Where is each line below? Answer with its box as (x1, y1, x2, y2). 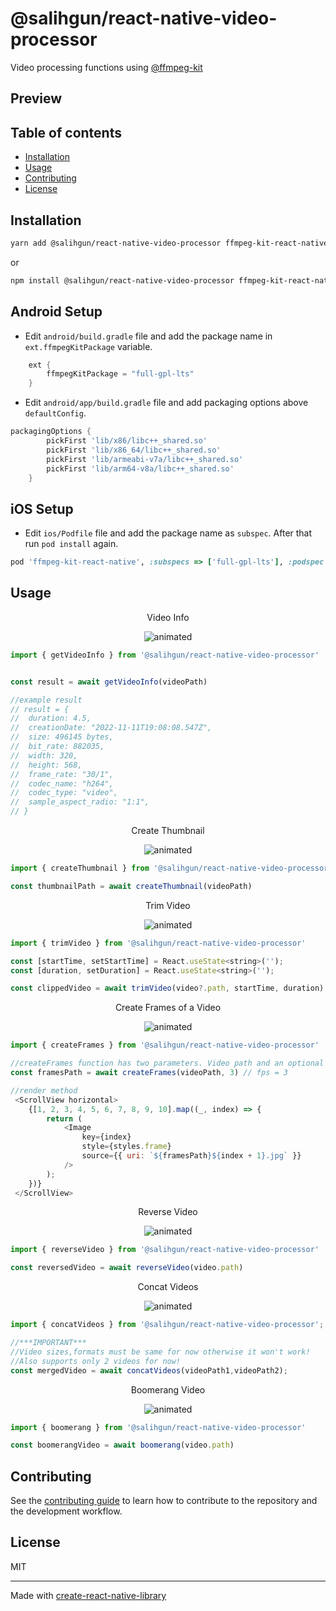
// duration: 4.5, (10, 713, 92, 724)
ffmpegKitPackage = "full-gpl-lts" (46, 369, 195, 379)
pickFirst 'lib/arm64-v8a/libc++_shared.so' (46, 463, 235, 474)
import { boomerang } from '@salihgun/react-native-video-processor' (10, 1422, 307, 1432)
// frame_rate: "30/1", (10, 769, 114, 779)
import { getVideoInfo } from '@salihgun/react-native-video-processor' (10, 650, 320, 660)
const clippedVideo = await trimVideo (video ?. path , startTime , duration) (10, 983, 325, 994)
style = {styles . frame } (81, 1142, 172, 1152)
